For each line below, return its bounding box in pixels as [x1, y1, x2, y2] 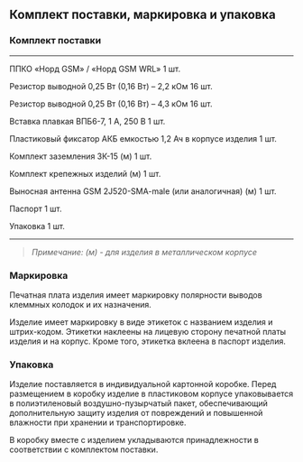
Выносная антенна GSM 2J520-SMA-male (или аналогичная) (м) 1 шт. [9, 185, 277, 197]
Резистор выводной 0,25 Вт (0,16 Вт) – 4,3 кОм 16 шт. [9, 98, 213, 109]
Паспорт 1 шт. [9, 203, 62, 214]
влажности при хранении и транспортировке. [9, 417, 187, 428]
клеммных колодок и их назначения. [9, 299, 151, 310]
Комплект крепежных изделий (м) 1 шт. [9, 168, 161, 179]
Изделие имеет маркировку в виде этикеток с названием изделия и [9, 316, 273, 328]
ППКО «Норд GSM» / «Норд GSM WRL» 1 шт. [9, 63, 181, 74]
